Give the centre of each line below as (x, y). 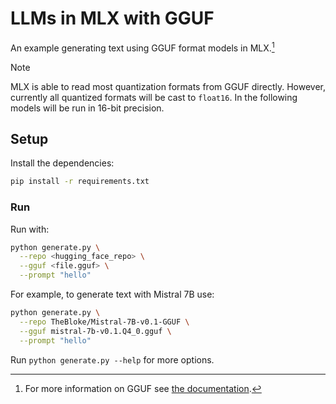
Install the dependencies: (62, 163)
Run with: (30, 229)
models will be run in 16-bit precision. (87, 108)
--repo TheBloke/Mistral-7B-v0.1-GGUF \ (104, 322)
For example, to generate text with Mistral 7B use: (112, 294)
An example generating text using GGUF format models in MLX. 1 (142, 47)
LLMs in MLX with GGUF (112, 18)
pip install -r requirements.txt (80, 182)
